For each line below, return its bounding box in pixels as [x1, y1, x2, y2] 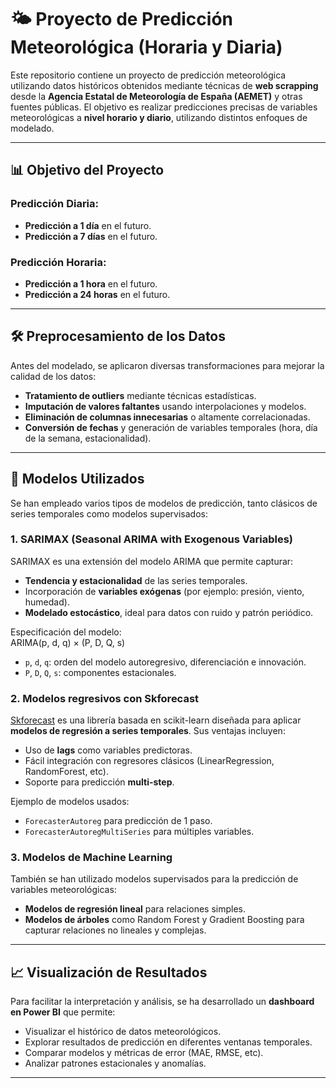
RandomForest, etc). [24, 766, 109, 778]
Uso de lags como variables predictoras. [24, 744, 193, 756]
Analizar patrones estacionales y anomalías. [24, 1057, 207, 1070]
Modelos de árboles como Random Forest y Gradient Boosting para [24, 914, 305, 926]
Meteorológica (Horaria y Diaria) [10, 36, 283, 59]
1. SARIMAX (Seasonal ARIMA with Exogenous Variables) [10, 532, 293, 546]
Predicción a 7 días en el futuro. [24, 230, 158, 242]
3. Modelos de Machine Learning [10, 851, 173, 865]
